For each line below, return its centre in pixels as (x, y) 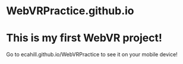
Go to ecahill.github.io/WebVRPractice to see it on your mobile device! (92, 55)
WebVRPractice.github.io (70, 11)
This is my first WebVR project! (84, 38)
